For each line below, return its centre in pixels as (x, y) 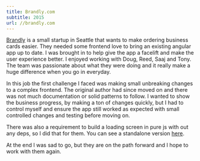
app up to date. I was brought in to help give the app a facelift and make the (100, 53)
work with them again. (34, 151)
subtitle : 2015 (25, 17)
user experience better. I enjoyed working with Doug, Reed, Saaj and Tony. (99, 59)
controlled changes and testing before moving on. (68, 115)
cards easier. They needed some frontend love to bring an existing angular (99, 46)
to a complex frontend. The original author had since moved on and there (97, 90)
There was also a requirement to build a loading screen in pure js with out (97, 127)
